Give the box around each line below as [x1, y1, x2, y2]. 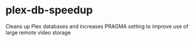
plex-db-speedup [5, 3, 93, 17]
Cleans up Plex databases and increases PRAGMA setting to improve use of [5, 23, 189, 30]
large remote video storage [5, 29, 71, 36]
